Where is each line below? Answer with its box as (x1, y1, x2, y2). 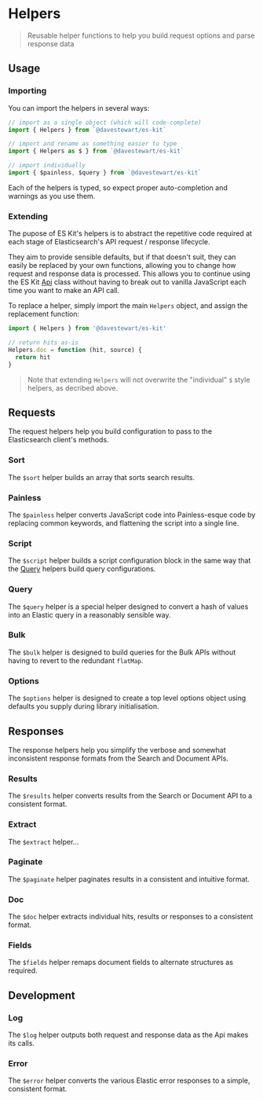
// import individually (8, 162, 86, 170)
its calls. (8, 1039, 35, 1048)
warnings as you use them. (8, 191, 96, 200)
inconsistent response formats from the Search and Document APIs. (8, 753, 229, 763)
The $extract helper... (8, 837, 79, 846)
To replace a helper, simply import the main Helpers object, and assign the (8, 301, 248, 310)
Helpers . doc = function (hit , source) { (8, 346, 143, 354)
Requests (8, 405, 56, 419)
